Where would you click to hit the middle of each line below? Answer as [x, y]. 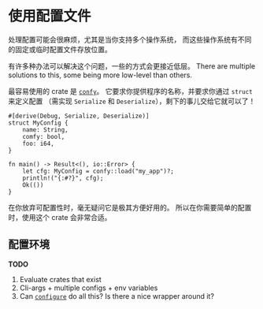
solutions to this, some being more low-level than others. [100, 75]
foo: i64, [39, 143]
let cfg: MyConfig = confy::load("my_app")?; [98, 171]
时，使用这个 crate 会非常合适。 [60, 217]
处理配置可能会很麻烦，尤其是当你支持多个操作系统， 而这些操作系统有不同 [130, 39]
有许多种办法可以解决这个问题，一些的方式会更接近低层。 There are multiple [132, 66]
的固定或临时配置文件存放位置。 [60, 49]
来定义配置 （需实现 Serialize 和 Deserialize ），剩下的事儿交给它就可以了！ [132, 101]
